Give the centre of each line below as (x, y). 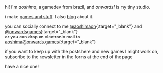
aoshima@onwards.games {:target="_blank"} (51, 42)
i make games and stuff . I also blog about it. (49, 17)
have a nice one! (22, 66)
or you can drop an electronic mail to (42, 37)
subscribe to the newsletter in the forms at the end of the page (69, 57)
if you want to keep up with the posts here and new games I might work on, (82, 52)
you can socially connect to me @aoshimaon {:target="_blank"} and (74, 26)
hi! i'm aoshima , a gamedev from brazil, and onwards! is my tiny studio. (78, 7)
